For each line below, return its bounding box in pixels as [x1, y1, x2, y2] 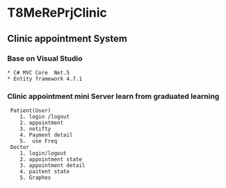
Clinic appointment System [7, 33, 127, 45]
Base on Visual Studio [7, 54, 83, 63]
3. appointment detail [19, 162, 86, 169]
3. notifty [19, 125, 51, 133]
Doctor [10, 144, 30, 151]
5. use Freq [19, 138, 58, 145]
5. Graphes [19, 174, 51, 182]
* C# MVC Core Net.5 [7, 69, 70, 76]
